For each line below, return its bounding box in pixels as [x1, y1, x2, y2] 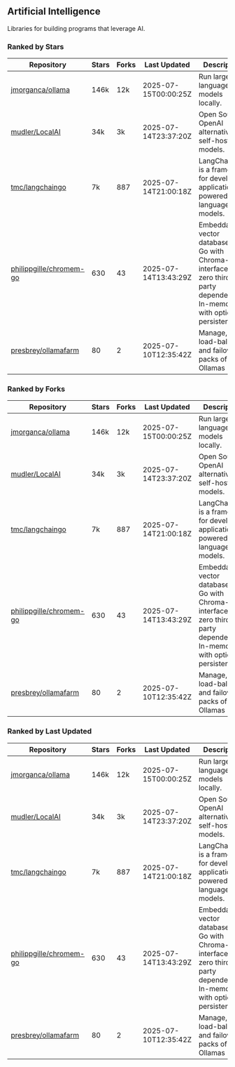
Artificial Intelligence [7, 6, 101, 18]
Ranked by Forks [7, 384, 65, 394]
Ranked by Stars [7, 41, 64, 51]
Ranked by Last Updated [7, 727, 92, 736]
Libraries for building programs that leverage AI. [7, 24, 145, 32]
